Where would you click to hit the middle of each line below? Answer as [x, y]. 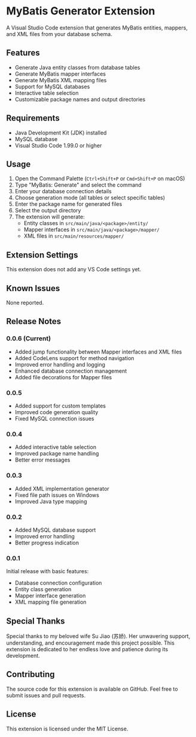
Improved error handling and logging [60, 364]
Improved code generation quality [56, 412]
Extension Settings [42, 255]
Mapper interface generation [50, 596]
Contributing [30, 674]
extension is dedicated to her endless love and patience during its [87, 649]
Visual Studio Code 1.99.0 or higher [58, 145]
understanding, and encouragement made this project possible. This [91, 643]
